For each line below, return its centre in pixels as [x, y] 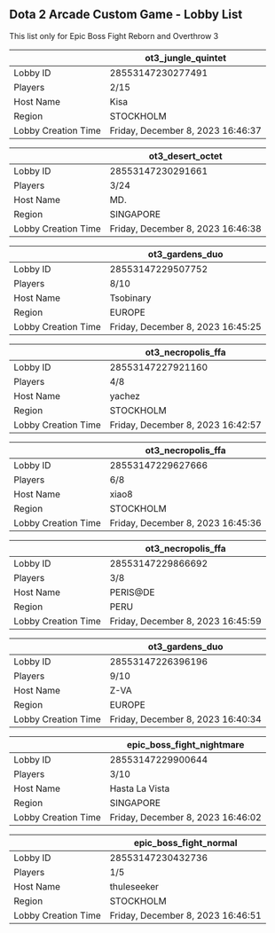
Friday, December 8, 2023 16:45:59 [185, 621]
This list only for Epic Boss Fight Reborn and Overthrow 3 [114, 35]
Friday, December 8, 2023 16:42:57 [185, 425]
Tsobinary [130, 298]
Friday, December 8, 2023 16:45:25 [185, 326]
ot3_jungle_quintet [186, 58]
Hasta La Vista [140, 788]
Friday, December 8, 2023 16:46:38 [185, 228]
